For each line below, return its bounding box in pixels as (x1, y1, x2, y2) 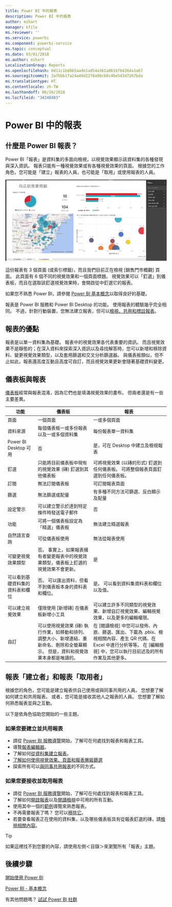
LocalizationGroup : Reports (5, 62, 66, 68)
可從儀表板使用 (37, 535, 70, 541)
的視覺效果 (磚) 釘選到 (37, 466, 84, 472)
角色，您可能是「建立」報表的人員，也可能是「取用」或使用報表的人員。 (5, 169, 158, 175)
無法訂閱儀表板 (37, 480, 70, 486)
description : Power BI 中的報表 (5, 13, 72, 19)
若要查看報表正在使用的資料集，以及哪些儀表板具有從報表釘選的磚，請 (12, 815, 161, 822)
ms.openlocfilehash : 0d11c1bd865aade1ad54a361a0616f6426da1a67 (5, 68, 143, 73)
